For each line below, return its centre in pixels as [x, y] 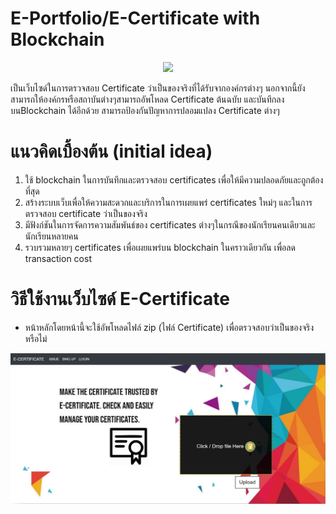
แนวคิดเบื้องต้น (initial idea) [111, 151]
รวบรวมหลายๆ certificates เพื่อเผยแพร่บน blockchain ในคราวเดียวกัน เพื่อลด [160, 247]
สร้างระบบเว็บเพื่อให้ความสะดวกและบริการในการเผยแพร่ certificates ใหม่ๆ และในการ [168, 202]
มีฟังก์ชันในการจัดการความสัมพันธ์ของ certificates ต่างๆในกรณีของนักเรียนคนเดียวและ [170, 224]
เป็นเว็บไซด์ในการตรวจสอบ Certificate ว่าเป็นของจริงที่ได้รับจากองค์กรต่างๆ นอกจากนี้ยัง [158, 88]
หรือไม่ [36, 338]
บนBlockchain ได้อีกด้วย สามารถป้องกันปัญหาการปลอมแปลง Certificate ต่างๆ [145, 110]
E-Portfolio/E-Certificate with [135, 18]
